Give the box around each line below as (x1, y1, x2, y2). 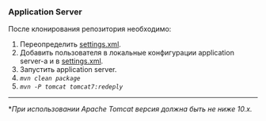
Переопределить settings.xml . (19, 40, 121, 49)
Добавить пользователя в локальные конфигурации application (19, 48, 235, 58)
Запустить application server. (19, 65, 117, 74)
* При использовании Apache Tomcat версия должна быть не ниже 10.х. (8, 104, 253, 114)
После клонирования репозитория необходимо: (8, 25, 172, 34)
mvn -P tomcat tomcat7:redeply (19, 83, 123, 91)
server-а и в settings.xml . (19, 56, 104, 66)
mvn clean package (19, 74, 81, 83)
